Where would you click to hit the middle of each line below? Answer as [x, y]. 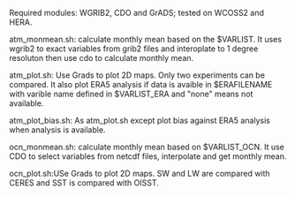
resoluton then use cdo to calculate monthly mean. [102, 58]
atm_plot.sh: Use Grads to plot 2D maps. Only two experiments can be [137, 75]
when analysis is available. [57, 130]
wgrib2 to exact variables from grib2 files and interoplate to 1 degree [134, 49]
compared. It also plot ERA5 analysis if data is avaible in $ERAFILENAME [141, 84]
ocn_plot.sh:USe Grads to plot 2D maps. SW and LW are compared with [140, 173]
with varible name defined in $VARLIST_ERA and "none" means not [131, 94]
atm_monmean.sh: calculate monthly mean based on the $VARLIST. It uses [146, 39]
